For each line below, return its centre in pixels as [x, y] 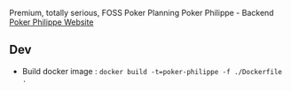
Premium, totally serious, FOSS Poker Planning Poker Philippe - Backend [142, 13]
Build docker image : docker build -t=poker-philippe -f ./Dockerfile [152, 71]
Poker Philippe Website [51, 22]
